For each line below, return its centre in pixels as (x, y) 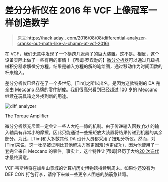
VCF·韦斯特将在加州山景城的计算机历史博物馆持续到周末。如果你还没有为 (80, 168)
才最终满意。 (18, 157)
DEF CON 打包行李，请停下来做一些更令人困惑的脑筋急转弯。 (68, 174)
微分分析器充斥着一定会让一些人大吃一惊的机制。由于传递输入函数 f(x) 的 (80, 126)
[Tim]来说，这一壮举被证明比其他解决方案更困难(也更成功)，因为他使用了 (80, 145)
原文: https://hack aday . (42, 38)
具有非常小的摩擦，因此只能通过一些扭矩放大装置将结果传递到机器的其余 (88, 132)
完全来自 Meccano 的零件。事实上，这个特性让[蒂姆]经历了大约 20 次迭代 (84, 151)
